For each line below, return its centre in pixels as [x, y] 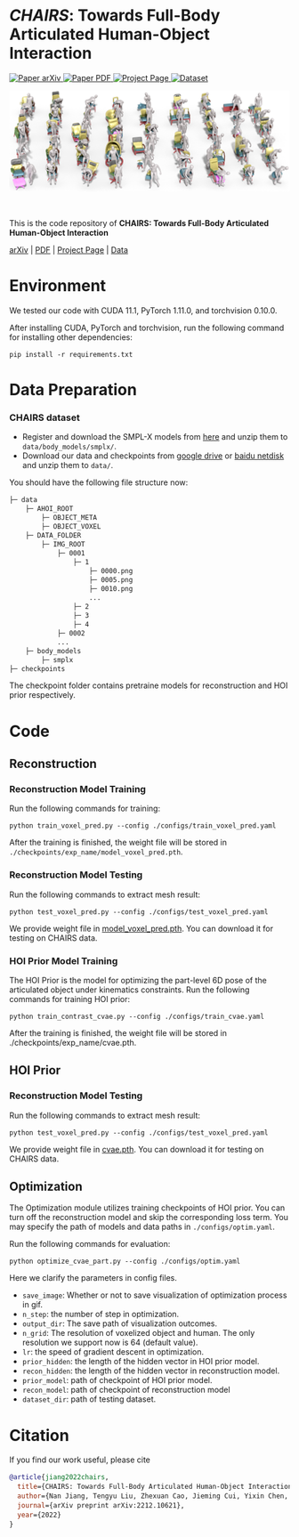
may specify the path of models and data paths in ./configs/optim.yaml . [142, 1227]
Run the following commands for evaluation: [90, 1244]
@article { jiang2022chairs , [59, 1477]
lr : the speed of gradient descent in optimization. [113, 1352]
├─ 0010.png [111, 589]
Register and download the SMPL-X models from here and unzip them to [155, 437]
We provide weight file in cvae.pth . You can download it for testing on [137, 1149]
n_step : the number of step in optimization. [101, 1315]
